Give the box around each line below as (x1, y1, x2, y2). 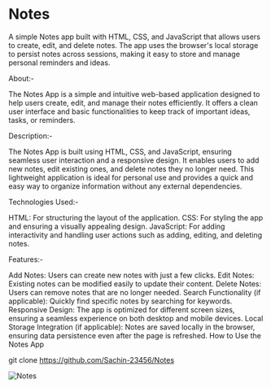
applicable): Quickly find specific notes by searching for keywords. (8, 296, 233, 306)
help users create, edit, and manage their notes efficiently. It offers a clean (8, 98, 259, 107)
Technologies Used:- (8, 197, 79, 207)
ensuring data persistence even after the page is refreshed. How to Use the (8, 330, 262, 340)
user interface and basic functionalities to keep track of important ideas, (8, 107, 251, 116)
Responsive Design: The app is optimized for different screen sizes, (8, 304, 235, 314)
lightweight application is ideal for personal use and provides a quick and (8, 172, 254, 182)
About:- (8, 73, 34, 83)
